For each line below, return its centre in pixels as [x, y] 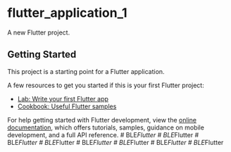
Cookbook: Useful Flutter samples [67, 106]
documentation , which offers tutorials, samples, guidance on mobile [106, 127]
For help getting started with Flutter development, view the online [102, 120]
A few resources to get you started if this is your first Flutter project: [106, 85]
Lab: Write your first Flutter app [63, 99]
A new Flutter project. [39, 32]
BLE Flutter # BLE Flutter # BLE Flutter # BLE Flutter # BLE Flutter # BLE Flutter [115, 142]
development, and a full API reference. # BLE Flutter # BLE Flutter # [103, 134]
